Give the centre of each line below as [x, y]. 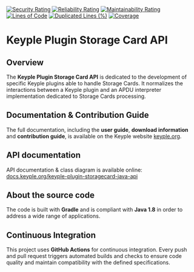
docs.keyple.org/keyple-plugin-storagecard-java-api [72, 176]
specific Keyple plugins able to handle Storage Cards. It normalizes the [95, 83]
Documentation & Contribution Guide [78, 115]
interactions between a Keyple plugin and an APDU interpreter [84, 90]
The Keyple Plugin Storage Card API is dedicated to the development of [96, 77]
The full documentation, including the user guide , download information [98, 129]
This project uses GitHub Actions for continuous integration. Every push [97, 250]
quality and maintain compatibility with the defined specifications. [89, 262]
